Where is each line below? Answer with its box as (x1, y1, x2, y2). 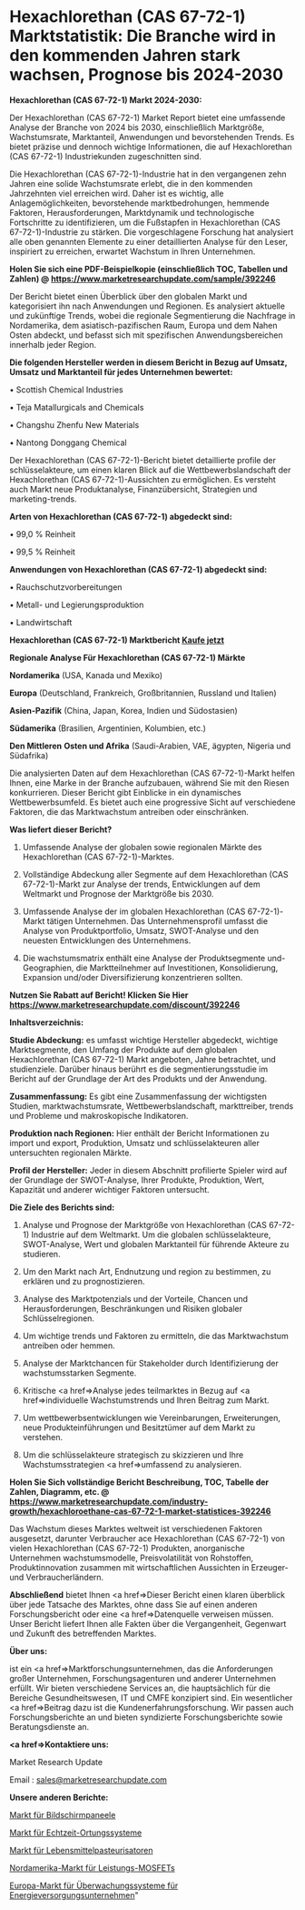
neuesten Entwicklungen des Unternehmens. (22, 935, 192, 946)
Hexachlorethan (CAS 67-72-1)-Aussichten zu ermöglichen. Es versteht (9, 473, 277, 484)
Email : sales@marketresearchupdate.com (9, 1773, 168, 1785)
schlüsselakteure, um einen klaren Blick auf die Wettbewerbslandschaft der (9, 464, 291, 475)
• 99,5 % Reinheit (9, 546, 75, 557)
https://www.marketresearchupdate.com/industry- (9, 1496, 209, 1507)
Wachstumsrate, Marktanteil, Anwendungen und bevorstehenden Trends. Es (9, 131, 295, 142)
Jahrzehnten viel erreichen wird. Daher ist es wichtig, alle (9, 188, 224, 198)
